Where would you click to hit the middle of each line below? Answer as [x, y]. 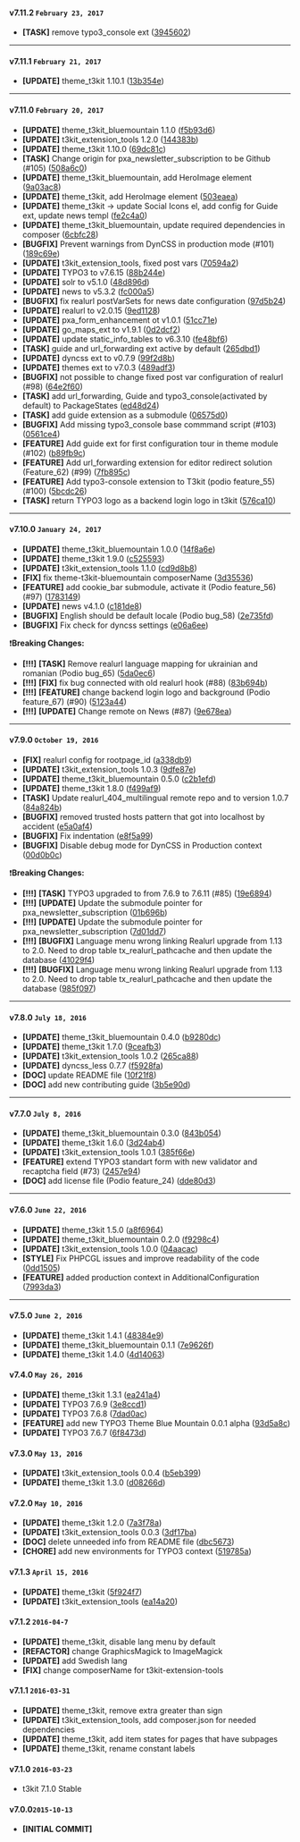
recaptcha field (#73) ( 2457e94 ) [81, 1171]
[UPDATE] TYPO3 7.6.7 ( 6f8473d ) [84, 1433]
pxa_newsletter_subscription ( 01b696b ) [95, 913]
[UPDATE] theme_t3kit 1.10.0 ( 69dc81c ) [94, 148]
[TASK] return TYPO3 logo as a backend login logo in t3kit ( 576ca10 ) [149, 500]
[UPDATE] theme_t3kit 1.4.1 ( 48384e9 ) [93, 1335]
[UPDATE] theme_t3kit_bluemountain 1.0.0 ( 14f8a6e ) [119, 549]
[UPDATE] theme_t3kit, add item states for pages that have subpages [150, 1739]
